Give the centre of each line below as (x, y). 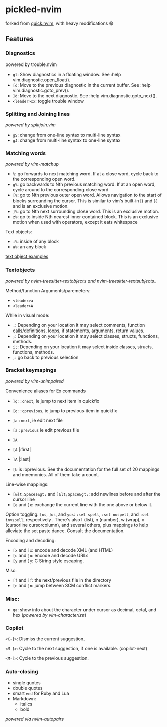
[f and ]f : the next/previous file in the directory (62, 580)
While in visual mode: (27, 315)
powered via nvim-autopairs (35, 719)
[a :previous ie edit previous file (46, 430)
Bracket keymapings (31, 370)
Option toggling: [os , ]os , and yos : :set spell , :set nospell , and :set (77, 514)
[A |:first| (22, 449)
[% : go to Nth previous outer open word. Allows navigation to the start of (87, 195)
